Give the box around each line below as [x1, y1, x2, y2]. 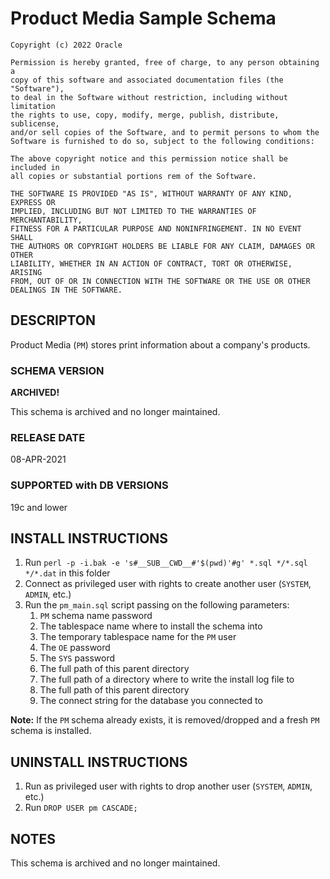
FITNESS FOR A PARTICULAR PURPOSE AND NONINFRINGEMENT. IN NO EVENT [10, 223, 302, 234]
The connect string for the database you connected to [39, 695, 263, 707]
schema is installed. [10, 725, 92, 737]
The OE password [39, 642, 111, 654]
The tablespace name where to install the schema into [39, 620, 263, 632]
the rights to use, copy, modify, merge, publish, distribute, [10, 110, 280, 120]
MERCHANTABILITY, [10, 215, 83, 225]
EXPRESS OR [10, 197, 56, 207]
